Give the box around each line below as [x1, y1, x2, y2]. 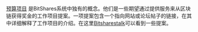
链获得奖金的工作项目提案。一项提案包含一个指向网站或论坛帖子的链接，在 [6, 12, 187, 19]
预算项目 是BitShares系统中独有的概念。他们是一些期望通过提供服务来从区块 [6, 5, 191, 12]
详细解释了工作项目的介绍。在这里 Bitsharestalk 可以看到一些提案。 [11, 20, 172, 26]
